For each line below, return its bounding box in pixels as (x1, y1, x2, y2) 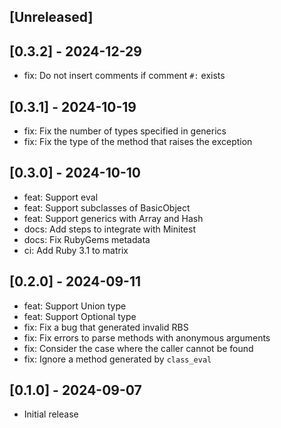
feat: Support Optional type (23, 310, 137, 322)
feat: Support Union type (23, 300, 127, 312)
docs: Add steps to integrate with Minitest (23, 223, 196, 235)
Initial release (23, 408, 79, 420)
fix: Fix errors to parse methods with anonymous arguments (23, 331, 271, 344)
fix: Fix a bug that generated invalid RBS (23, 321, 189, 333)
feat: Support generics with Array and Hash (23, 212, 204, 224)
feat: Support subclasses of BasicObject (23, 201, 191, 214)
